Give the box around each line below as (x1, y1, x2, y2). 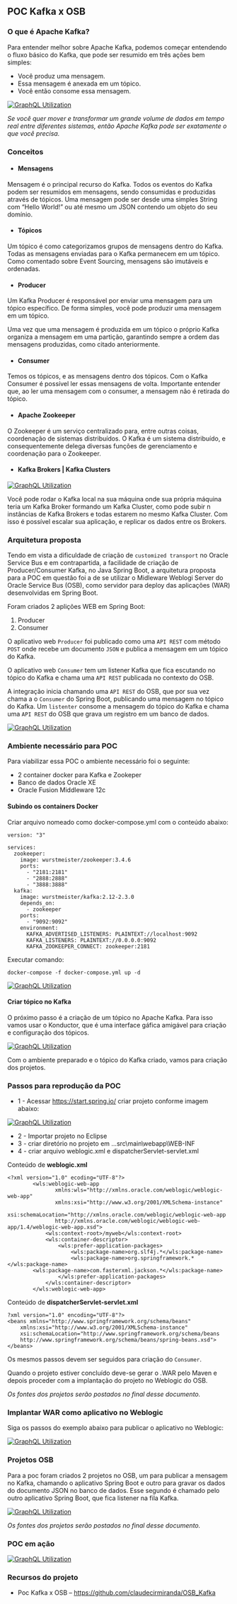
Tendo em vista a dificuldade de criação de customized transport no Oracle (7, 551, 229, 559)
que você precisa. (7, 129, 60, 137)
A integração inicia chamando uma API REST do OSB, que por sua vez (7, 687, 210, 696)
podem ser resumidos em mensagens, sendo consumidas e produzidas (7, 187, 216, 196)
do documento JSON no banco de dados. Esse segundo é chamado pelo (7, 1486, 220, 1494)
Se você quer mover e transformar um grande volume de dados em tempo (7, 114, 225, 122)
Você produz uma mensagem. (17, 71, 106, 80)
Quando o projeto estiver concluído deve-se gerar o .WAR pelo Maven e (7, 1368, 217, 1378)
